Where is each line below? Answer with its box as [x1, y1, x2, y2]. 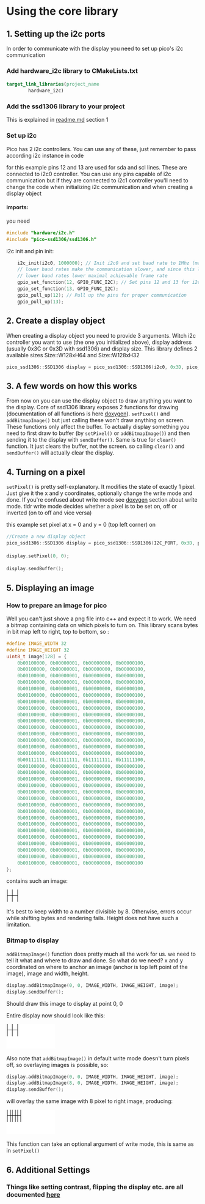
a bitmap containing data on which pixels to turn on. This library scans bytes [6, 621, 198, 628]
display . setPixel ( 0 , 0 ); [6, 552, 70, 559]
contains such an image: [6, 877, 68, 885]
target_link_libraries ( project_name [6, 81, 99, 87]
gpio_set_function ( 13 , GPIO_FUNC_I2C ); [17, 286, 119, 292]
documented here [6, 1191, 60, 1199]
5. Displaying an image [6, 582, 95, 593]
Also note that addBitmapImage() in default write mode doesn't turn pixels [6, 1054, 190, 1062]
